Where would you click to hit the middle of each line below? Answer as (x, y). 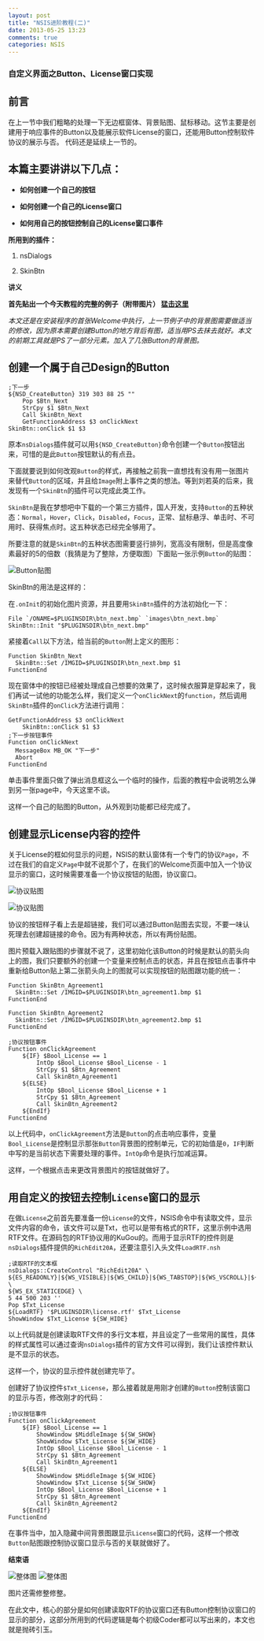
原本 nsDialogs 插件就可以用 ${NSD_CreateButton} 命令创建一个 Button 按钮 (123, 444)
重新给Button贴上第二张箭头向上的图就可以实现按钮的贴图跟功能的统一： (126, 971)
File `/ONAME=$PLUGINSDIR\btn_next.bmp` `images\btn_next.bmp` (114, 619)
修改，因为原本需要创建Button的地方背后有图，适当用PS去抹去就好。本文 (133, 330)
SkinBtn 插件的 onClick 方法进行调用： (68, 705)
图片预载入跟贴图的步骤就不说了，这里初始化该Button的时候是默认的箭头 (126, 951)
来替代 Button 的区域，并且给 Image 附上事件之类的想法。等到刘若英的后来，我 (131, 481)
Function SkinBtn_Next (45, 656)
